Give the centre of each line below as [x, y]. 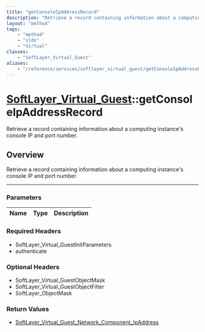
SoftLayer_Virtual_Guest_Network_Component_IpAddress [87, 322]
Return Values [28, 309]
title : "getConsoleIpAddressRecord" [53, 12]
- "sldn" [28, 40]
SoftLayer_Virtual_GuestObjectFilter [60, 287]
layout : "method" [28, 23]
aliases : [17, 63]
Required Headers [34, 231]
